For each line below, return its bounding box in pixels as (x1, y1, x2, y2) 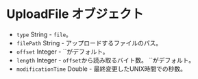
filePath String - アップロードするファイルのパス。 (16, 38, 162, 47)
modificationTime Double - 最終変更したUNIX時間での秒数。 (16, 65, 186, 73)
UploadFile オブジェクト (6, 6, 145, 22)
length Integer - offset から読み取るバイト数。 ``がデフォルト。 (16, 56, 195, 64)
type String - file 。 (16, 30, 73, 38)
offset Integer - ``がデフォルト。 (16, 47, 109, 56)
